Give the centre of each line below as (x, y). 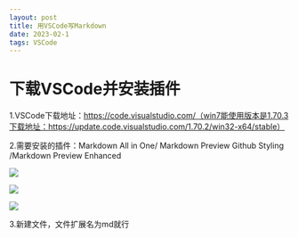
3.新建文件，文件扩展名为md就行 (69, 225)
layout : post (33, 17)
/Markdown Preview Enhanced (65, 156)
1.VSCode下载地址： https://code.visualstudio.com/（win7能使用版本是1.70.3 (149, 116)
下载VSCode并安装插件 (95, 89)
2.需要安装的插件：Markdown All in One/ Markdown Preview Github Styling (147, 146)
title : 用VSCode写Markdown (58, 26)
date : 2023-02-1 (39, 34)
